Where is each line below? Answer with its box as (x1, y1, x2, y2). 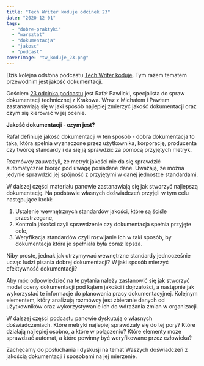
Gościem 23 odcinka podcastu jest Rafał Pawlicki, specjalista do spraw (6, 89, 185, 97)
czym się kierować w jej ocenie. (6, 109, 87, 116)
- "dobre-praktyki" (12, 26, 62, 32)
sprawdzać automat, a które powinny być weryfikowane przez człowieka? (6, 334, 192, 342)
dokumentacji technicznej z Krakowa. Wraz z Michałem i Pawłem (6, 96, 170, 103)
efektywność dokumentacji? (6, 264, 78, 272)
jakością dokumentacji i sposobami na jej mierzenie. (6, 353, 137, 360)
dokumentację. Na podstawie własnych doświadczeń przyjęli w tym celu (6, 189, 189, 196)
